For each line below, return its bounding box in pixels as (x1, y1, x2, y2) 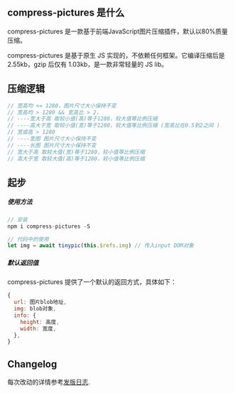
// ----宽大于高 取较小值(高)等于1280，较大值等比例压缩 (7, 115, 158, 122)
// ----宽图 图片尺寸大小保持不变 (7, 135, 97, 142)
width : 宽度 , (20, 325, 57, 332)
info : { (13, 312, 37, 319)
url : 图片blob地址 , (13, 298, 67, 306)
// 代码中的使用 (7, 236, 49, 243)
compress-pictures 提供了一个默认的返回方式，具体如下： (7, 278, 177, 286)
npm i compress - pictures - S (7, 223, 91, 230)
